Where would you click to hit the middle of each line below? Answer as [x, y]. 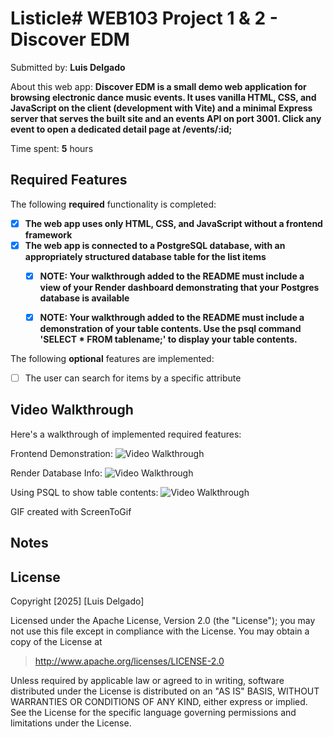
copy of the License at [56, 642]
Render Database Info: [56, 473]
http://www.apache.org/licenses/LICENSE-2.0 [129, 661]
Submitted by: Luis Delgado [68, 67]
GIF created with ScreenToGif [71, 511]
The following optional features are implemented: [112, 358]
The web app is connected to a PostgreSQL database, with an [155, 245]
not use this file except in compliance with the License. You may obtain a [160, 631]
